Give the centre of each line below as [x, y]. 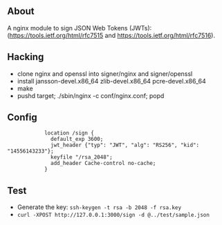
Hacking [26, 57]
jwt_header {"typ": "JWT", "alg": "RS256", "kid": [125, 145]
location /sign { [69, 133]
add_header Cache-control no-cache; [103, 164]
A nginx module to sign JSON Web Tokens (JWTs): [80, 28]
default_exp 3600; [77, 139]
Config [22, 118]
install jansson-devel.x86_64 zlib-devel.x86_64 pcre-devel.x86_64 [111, 81]
